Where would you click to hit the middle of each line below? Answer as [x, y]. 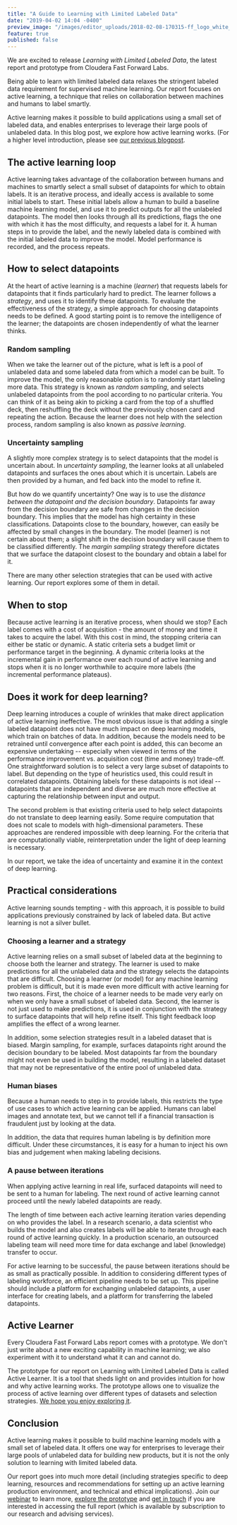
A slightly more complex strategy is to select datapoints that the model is [113, 458]
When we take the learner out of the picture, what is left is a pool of [105, 365]
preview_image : [30, 27]
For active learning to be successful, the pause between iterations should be [119, 1266]
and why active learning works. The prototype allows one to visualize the [114, 1386]
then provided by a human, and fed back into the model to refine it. [104, 481]
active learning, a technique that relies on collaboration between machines [116, 97]
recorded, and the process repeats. [59, 246]
